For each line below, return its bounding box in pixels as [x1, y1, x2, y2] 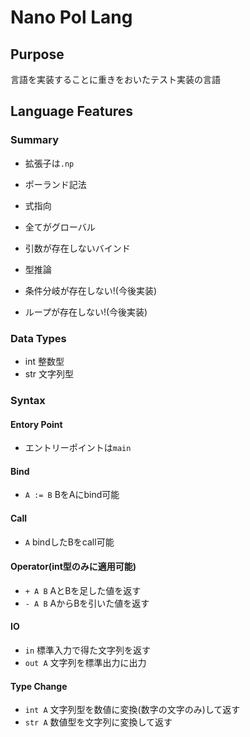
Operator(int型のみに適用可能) [10, 561, 137, 573]
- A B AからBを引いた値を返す [24, 597, 150, 609]
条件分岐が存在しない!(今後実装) [24, 284, 158, 296]
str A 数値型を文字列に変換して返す [24, 716, 173, 728]
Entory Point [10, 418, 63, 430]
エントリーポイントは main [24, 442, 132, 454]
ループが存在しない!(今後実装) [24, 306, 148, 318]
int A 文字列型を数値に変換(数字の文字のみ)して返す [24, 704, 241, 716]
